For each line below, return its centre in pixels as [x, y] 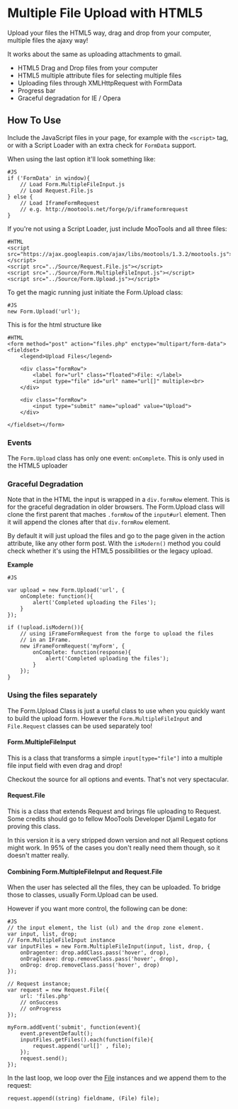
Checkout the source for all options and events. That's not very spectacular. [118, 779]
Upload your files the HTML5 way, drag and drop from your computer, [109, 33]
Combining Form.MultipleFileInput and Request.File [85, 872]
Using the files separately [52, 695]
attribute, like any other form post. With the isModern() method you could [114, 543]
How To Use [34, 120]
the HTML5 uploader [38, 466]
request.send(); [44, 1059]
